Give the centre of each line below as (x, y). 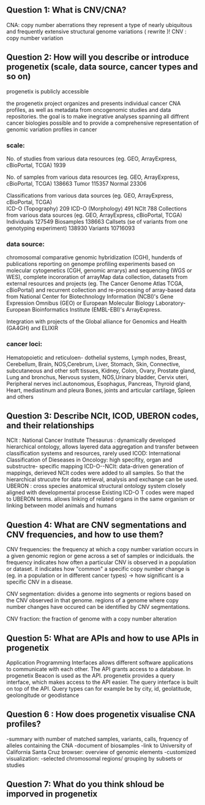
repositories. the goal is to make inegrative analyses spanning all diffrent (98, 116)
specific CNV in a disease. (39, 582)
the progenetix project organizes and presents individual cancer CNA (94, 103)
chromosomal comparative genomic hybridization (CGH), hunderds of (94, 257)
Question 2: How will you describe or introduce (98, 57)
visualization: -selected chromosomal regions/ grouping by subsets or (95, 758)
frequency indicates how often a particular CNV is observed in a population (101, 562)
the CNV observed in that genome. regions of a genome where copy (93, 600)
